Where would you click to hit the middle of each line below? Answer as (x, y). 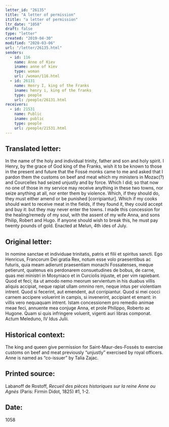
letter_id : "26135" (26, 10)
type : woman (27, 72)
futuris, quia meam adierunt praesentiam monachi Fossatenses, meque (79, 265)
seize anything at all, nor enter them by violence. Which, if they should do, (82, 193)
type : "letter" (21, 34)
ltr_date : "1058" (24, 24)
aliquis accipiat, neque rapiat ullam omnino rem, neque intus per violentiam (83, 286)
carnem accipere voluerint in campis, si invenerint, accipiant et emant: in (81, 297)
